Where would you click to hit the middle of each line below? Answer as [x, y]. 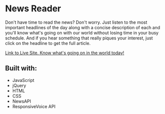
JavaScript [23, 80]
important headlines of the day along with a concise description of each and [83, 27]
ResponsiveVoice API [34, 106]
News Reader [33, 9]
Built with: [21, 68]
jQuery [19, 85]
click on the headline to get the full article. [48, 43]
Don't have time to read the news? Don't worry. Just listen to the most [76, 22]
